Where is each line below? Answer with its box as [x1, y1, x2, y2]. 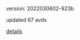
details [6, 28, 22, 35]
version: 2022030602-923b [6, 5, 75, 12]
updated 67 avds [6, 16, 47, 23]
